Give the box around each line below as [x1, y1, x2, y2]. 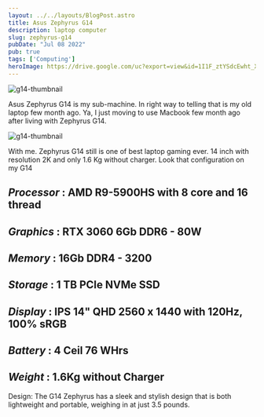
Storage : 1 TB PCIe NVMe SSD [8, 278, 160, 291]
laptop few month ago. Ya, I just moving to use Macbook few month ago [8, 108, 241, 117]
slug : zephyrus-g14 [8, 33, 72, 42]
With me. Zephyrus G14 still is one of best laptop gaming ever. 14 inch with [8, 146, 249, 155]
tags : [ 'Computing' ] [8, 56, 76, 64]
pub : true [8, 48, 41, 56]
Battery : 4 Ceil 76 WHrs [8, 344, 129, 357]
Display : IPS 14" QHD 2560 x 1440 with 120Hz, [8, 305, 243, 318]
